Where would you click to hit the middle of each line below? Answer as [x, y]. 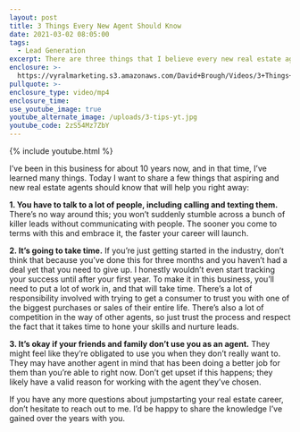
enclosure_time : [39, 101]
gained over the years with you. [67, 418]
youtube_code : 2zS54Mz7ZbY [59, 126]
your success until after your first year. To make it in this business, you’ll [142, 279]
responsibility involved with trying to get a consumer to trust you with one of [150, 298]
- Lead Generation [52, 51]
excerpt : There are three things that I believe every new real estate [145, 59]
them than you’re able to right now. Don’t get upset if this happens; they [141, 373]
